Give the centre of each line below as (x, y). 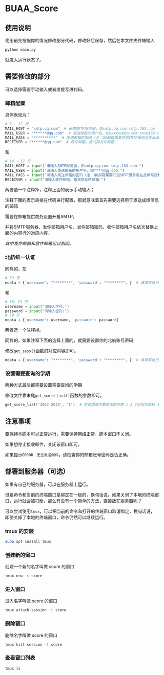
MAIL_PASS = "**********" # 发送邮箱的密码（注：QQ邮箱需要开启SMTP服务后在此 (81, 137)
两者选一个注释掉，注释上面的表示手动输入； (50, 189)
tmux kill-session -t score (34, 644)
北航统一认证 (20, 257)
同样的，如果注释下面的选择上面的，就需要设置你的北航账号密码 (69, 340)
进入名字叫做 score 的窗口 (31, 601)
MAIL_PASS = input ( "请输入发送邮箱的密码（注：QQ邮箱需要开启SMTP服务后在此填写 (80, 175)
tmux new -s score (24, 576)
